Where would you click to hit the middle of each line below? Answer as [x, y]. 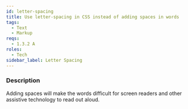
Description [23, 80]
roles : [14, 50]
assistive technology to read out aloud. [53, 99]
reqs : [13, 38]
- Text [19, 28]
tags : [13, 22]
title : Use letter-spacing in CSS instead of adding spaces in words [93, 17]
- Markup [22, 33]
